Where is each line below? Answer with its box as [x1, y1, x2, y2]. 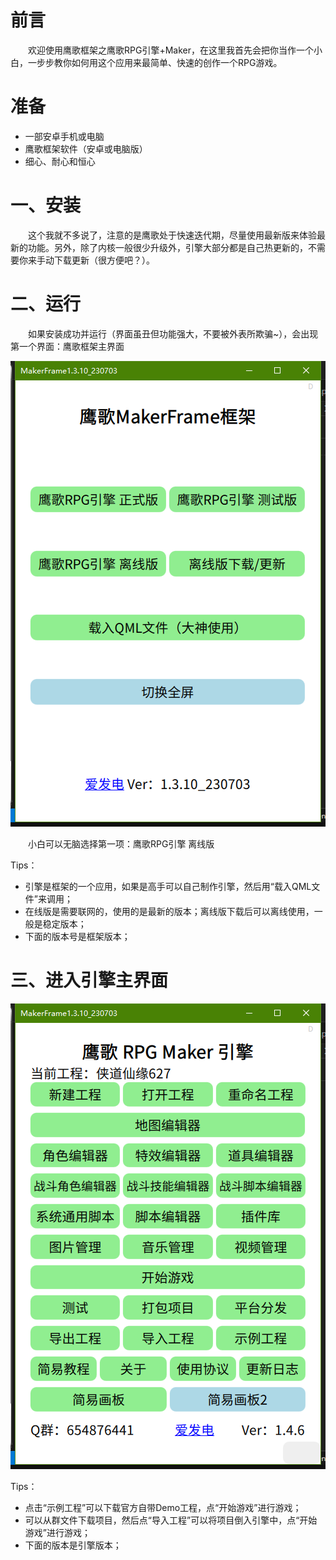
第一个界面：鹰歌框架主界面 [10, 340, 125, 352]
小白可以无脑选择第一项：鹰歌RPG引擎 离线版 [28, 837, 215, 850]
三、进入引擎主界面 [10, 969, 169, 991]
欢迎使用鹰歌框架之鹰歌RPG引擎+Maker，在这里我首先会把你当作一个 [28, 44, 314, 56]
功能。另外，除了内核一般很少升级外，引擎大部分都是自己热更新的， [27, 241, 308, 253]
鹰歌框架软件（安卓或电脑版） [24, 142, 148, 155]
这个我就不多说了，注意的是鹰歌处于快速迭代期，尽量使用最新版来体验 [28, 229, 317, 241]
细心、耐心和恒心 [24, 155, 96, 167]
